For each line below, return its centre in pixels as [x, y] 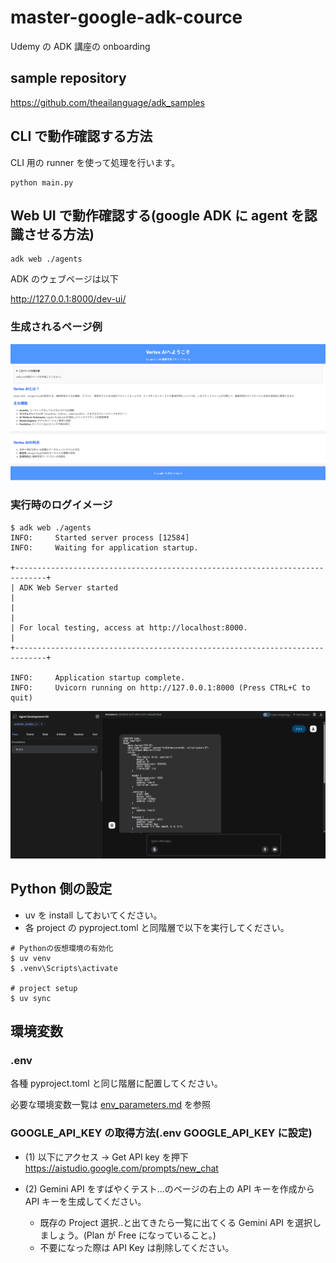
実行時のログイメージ [61, 505]
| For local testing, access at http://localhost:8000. [129, 627]
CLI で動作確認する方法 [81, 136]
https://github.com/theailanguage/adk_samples [107, 102]
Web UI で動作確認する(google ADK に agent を [157, 215]
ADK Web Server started [68, 587]
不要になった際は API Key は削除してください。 [137, 1247]
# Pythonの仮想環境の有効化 [62, 948]
